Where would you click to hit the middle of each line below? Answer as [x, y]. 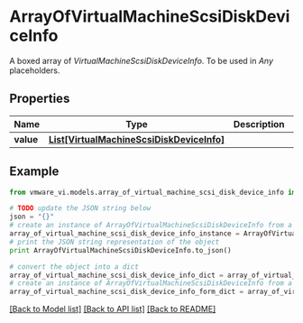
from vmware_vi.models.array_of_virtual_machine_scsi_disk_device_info [147, 192]
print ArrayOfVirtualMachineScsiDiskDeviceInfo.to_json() [120, 250]
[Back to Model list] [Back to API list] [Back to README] [113, 309]
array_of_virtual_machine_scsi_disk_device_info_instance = [125, 234]
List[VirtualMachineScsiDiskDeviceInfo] [137, 139]
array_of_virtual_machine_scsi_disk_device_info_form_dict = [127, 292]
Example [34, 172]
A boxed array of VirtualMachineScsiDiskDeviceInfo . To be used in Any [141, 60]
